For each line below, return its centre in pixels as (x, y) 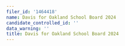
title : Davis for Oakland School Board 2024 (62, 34)
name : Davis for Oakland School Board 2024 (61, 17)
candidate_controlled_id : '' (42, 23)
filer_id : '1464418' (32, 12)
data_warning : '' (28, 28)
